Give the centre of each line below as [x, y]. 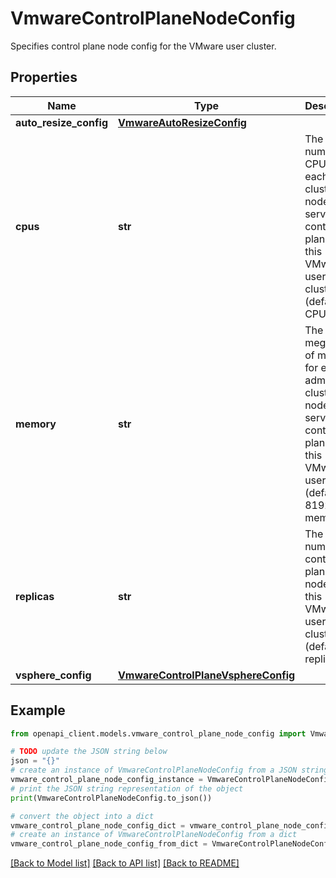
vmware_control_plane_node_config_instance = [106, 780]
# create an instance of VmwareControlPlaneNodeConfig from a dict [154, 835]
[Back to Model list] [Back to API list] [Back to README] [125, 863]
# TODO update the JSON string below [89, 752]
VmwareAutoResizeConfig [182, 122]
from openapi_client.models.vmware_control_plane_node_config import [158, 733]
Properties [44, 77]
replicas [35, 596]
